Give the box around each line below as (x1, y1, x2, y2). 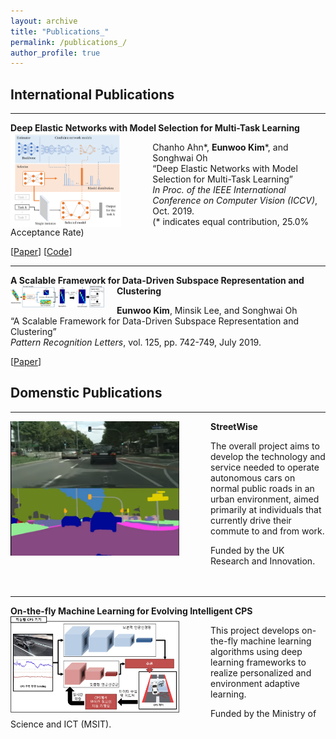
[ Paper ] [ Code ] (10, 246, 73, 258)
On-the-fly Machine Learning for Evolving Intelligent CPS (10, 605, 253, 617)
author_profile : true (10, 48, 101, 58)
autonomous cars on (210, 471, 296, 484)
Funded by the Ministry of (210, 707, 317, 719)
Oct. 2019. (152, 205, 195, 217)
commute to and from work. (210, 525, 325, 537)
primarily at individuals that (210, 503, 322, 515)
